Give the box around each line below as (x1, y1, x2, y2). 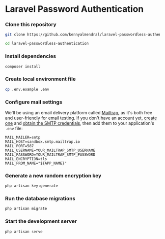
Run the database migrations (5, 195, 76, 202)
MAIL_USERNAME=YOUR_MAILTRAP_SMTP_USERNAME (5, 148, 96, 153)
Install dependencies (5, 53, 56, 60)
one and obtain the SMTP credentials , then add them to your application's (5, 120, 155, 126)
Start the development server (5, 218, 77, 225)
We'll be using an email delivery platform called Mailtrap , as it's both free (5, 109, 153, 115)
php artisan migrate (5, 206, 48, 211)
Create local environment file (5, 75, 76, 82)
